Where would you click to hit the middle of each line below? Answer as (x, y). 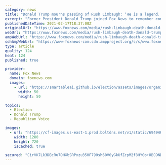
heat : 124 (15, 55)
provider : (15, 69)
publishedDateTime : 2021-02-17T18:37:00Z (48, 23)
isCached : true (30, 146)
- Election (21, 110)
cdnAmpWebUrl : (20, 42)
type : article (20, 46)
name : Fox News (25, 74)
